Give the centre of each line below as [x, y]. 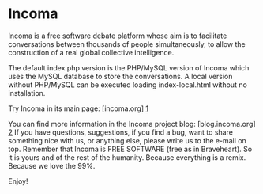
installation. [27, 93]
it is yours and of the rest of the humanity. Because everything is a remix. [127, 157]
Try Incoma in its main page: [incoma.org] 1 [78, 108]
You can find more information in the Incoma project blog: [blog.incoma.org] [132, 124]
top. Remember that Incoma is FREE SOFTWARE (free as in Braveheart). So [130, 149]
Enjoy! [19, 181]
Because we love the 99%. [52, 165]
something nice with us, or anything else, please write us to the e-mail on [127, 140]
